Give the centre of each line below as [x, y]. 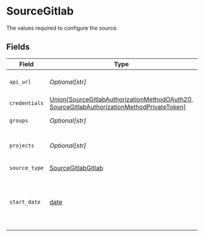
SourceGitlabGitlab [76, 168]
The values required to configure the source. [62, 28]
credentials [27, 103]
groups [19, 120]
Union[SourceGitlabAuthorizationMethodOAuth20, [121, 99]
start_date [25, 202]
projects [22, 145]
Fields [18, 47]
